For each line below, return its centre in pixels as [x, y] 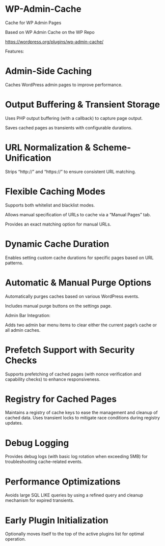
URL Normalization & [48, 147]
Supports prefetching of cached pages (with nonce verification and [73, 374]
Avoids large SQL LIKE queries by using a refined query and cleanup [74, 495]
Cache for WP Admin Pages [33, 23]
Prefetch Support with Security [70, 350]
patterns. [14, 263]
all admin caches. [23, 330]
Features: [15, 51]
